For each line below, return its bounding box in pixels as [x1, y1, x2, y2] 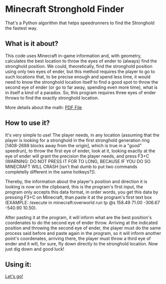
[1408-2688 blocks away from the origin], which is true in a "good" [5, 142, 142, 148]
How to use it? [5, 119, 50, 127]
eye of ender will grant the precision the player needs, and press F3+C [5, 153, 150, 159]
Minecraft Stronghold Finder [5, 3, 124, 15]
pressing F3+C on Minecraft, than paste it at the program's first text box [5, 194, 152, 200]
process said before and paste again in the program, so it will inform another [5, 230, 162, 236]
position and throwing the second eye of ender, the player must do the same [5, 225, 161, 231]
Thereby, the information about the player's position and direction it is [5, 178, 148, 184]
